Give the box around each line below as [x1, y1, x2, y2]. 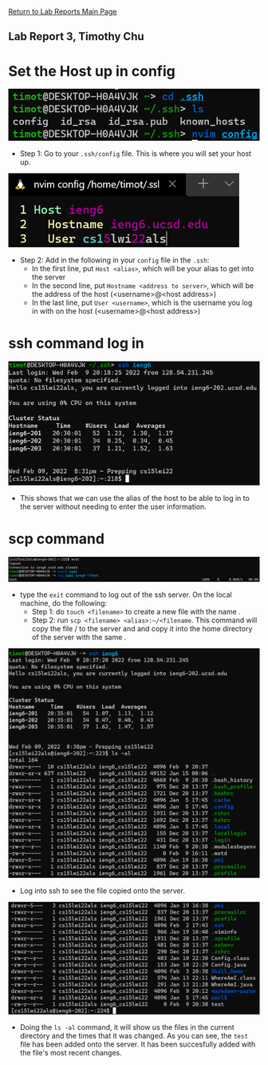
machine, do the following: [19, 598, 108, 607]
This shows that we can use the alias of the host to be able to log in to [19, 493, 250, 502]
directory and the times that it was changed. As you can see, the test [19, 1031, 249, 1041]
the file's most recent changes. [19, 1048, 122, 1058]
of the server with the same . [31, 632, 127, 642]
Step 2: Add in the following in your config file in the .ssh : [19, 255, 210, 265]
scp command [8, 530, 105, 547]
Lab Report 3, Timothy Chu [8, 30, 145, 43]
